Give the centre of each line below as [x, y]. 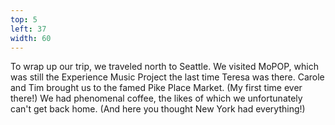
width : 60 [31, 38]
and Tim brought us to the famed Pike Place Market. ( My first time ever [156, 88]
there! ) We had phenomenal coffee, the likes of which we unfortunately [156, 98]
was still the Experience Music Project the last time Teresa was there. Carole [167, 77]
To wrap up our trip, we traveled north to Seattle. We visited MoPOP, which [164, 67]
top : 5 [24, 19]
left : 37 [28, 29]
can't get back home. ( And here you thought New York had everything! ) [158, 109]
